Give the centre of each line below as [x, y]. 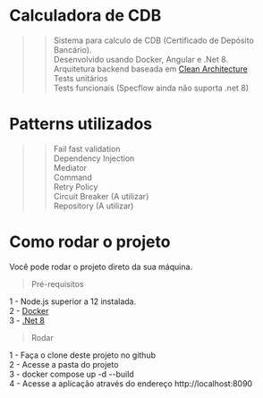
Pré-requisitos [57, 284]
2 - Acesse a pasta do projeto [64, 364]
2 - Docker [29, 310]
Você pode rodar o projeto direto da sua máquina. [101, 267]
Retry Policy [76, 186]
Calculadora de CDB [85, 16]
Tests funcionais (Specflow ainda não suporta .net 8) [151, 88]
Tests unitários [81, 78]
